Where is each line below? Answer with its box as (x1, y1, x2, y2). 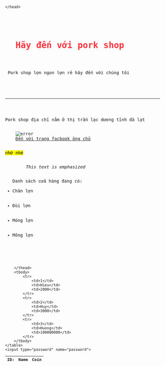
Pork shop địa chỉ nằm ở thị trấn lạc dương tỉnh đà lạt (5, 116, 145, 122)
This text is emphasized (26, 164, 86, 169)
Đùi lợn (12, 202, 31, 208)
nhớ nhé (5, 150, 24, 155)
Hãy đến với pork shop (15, 40, 124, 51)
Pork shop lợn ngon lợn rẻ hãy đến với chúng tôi (7, 70, 130, 75)
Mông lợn (12, 232, 33, 238)
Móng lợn (12, 217, 33, 223)
